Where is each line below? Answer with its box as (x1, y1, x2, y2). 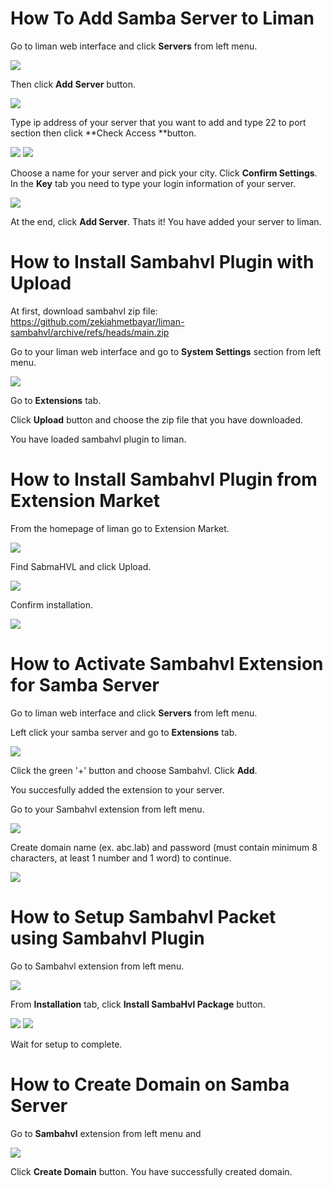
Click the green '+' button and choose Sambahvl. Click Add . (10, 764, 258, 776)
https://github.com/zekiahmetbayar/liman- (10, 315, 185, 327)
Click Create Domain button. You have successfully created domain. (10, 1165, 293, 1177)
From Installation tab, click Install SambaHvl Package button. (10, 998, 266, 1010)
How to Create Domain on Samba (10, 1073, 290, 1096)
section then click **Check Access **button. (10, 127, 197, 139)
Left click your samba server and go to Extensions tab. (10, 726, 238, 738)
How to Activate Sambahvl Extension (10, 653, 324, 675)
